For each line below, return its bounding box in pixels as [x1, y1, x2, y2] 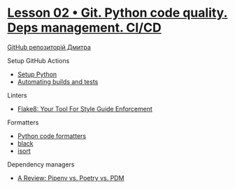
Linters [7, 91, 27, 99]
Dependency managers [7, 160, 75, 169]
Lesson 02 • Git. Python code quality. [7, 5, 228, 21]
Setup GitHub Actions [7, 56, 70, 64]
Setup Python [17, 70, 57, 78]
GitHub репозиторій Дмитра [7, 43, 91, 51]
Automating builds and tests [17, 77, 99, 85]
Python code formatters [17, 132, 86, 140]
